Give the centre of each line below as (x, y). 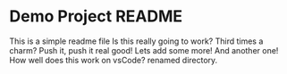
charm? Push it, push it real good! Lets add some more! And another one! (144, 50)
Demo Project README (96, 16)
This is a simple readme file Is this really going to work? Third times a (136, 41)
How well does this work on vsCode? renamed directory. (114, 60)
